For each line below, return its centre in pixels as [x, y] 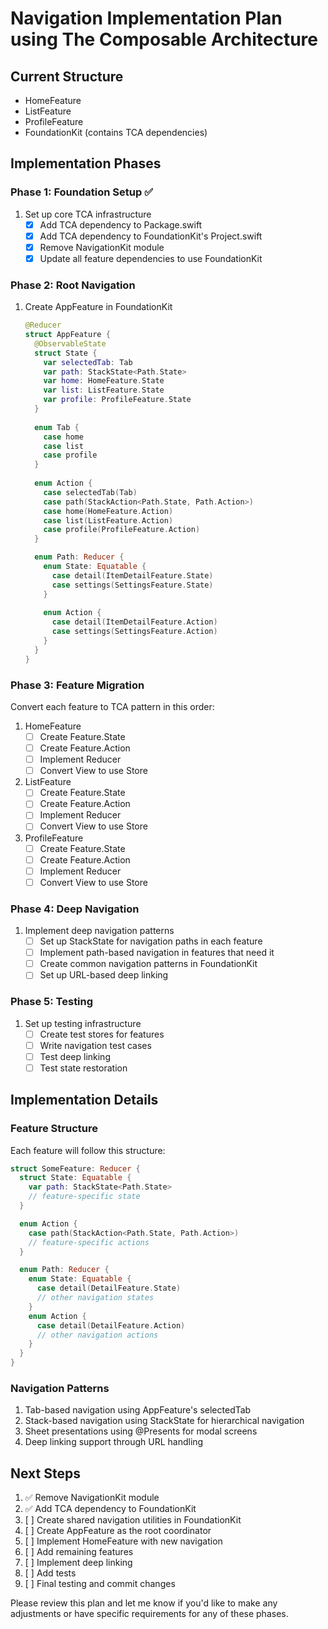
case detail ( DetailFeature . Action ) [111, 1325]
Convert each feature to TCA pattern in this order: [112, 707]
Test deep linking [75, 1056]
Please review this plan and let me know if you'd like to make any [144, 1603]
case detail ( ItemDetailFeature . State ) [132, 575]
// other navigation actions [97, 1335]
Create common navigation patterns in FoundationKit [148, 964]
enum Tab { [57, 427]
